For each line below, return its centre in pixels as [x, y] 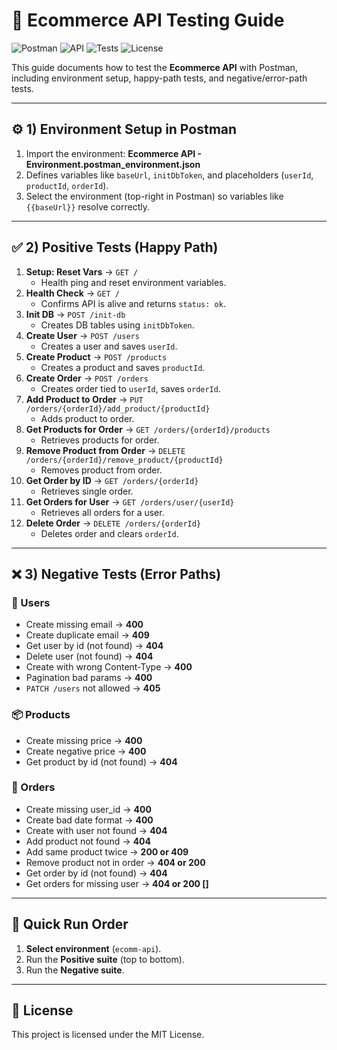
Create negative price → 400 [86, 751]
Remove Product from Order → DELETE [105, 450]
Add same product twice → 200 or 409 [107, 851]
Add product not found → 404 [88, 841]
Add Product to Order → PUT [84, 399]
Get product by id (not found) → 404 [101, 761]
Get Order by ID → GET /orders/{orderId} [112, 480]
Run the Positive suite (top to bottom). [105, 959]
